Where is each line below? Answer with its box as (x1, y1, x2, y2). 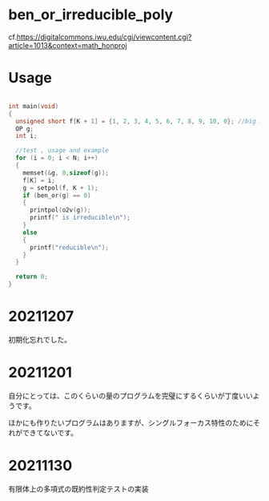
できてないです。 (22, 427, 78, 438)
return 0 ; (15, 273, 48, 281)
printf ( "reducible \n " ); (29, 243, 110, 252)
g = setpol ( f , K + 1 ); (22, 184, 98, 192)
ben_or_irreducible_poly (8, 6, 174, 24)
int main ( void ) (8, 102, 59, 110)
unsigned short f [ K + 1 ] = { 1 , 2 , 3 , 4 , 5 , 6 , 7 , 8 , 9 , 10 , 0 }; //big (15, 117, 256, 125)
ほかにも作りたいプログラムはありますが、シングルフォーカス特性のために (8, 418, 254, 427)
